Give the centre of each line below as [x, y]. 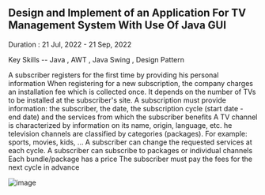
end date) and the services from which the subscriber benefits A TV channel [133, 117]
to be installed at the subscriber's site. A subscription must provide [117, 100]
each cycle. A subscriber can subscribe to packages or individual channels [131, 150]
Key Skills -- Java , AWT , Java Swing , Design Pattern [96, 59]
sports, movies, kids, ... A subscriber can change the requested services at [131, 142]
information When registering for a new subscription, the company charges [131, 83]
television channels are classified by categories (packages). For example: [128, 133]
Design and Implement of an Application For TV [127, 13]
